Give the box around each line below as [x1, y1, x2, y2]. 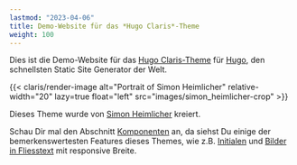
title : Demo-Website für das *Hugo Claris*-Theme [9, 22, 200, 31]
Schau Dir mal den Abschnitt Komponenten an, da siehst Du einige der [9, 126, 271, 137]
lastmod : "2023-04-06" [9, 13, 95, 23]
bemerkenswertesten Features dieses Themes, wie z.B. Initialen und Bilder [9, 136, 287, 147]
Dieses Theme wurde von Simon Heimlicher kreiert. [9, 109, 201, 120]
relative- [227, 82, 259, 93]
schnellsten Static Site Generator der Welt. [9, 64, 168, 75]
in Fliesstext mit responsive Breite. [9, 145, 137, 156]
